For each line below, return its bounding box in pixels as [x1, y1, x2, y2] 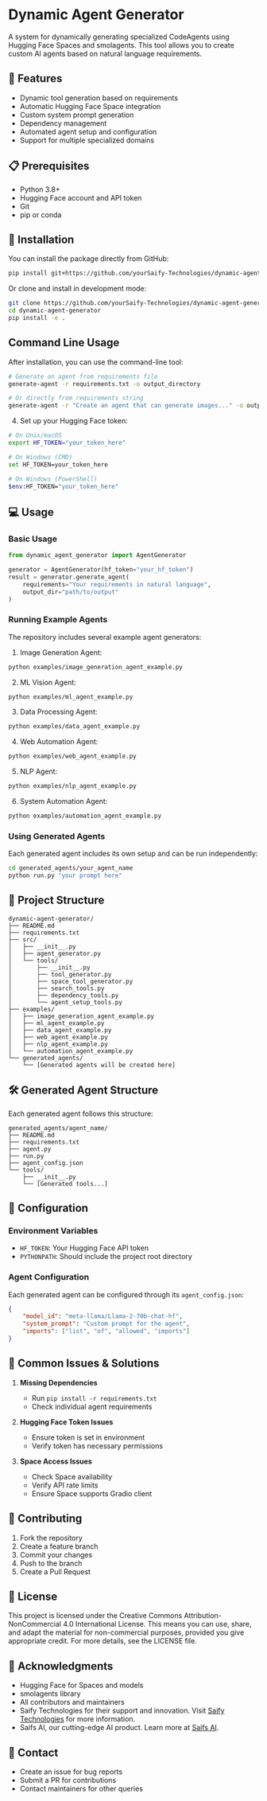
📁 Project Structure [8, 894, 105, 907]
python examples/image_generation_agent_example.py [8, 663, 183, 671]
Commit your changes [19, 1550, 93, 1559]
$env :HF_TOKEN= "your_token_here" [8, 482, 119, 490]
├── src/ [8, 935, 37, 944]
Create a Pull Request [19, 1566, 91, 1577]
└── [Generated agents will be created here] [22, 1061, 176, 1069]
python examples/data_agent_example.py [8, 723, 141, 731]
